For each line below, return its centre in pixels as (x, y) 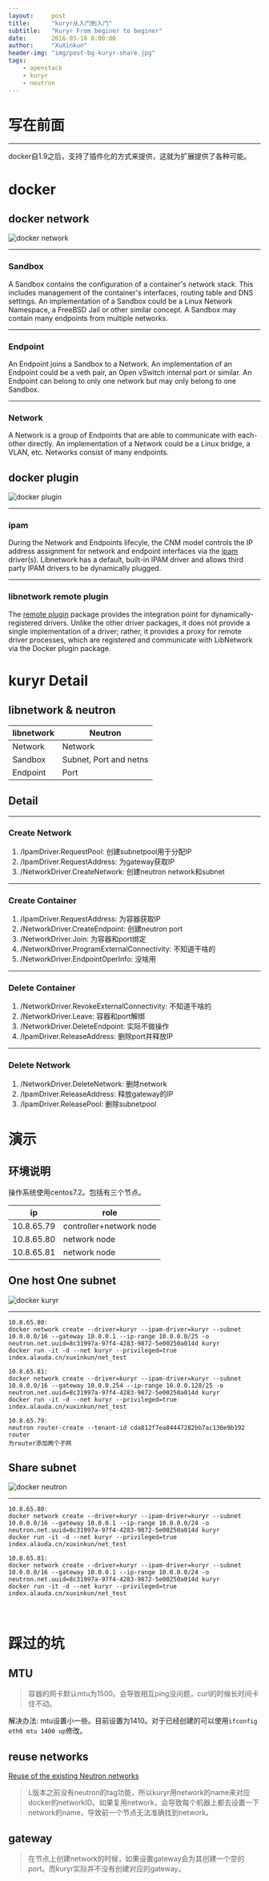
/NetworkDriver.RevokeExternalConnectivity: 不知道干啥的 (116, 1006)
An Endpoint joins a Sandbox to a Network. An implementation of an (120, 364)
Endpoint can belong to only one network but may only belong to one (122, 381)
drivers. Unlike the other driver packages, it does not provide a (147, 622)
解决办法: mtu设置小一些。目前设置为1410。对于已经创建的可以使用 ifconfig (133, 1721)
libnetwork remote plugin (58, 596)
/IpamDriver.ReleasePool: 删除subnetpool (88, 1104)
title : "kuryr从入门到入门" (60, 23)
